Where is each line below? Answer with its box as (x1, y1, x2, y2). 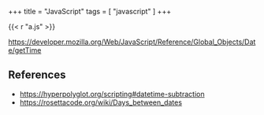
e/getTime (8, 46, 42, 54)
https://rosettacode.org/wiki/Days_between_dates (19, 98, 183, 107)
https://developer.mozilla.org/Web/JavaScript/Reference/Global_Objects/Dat (8, 37, 256, 46)
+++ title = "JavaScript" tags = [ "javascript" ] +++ (8, 7, 172, 16)
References (8, 69, 66, 82)
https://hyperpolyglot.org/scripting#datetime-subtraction (19, 89, 205, 98)
